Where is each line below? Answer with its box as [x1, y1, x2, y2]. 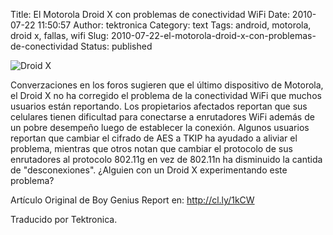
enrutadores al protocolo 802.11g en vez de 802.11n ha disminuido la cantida [10, 154, 323, 165]
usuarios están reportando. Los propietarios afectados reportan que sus [10, 100, 308, 112]
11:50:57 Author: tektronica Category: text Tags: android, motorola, [37, 19, 312, 31]
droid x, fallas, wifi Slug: [10, 30, 109, 41]
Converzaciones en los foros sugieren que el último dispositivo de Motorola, [10, 79, 324, 91]
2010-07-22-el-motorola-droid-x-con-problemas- [110, 30, 317, 41]
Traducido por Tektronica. [10, 214, 118, 225]
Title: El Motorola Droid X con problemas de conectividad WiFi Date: [10, 9, 290, 20]
